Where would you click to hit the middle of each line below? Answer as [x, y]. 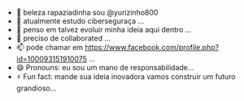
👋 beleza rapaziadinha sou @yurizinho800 [87, 13]
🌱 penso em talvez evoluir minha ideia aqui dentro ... [104, 29]
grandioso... [36, 88]
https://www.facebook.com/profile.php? [152, 47]
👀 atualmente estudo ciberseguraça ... [80, 21]
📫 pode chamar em [50, 47]
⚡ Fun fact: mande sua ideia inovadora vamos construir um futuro [126, 76]
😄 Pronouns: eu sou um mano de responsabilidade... [105, 67]
